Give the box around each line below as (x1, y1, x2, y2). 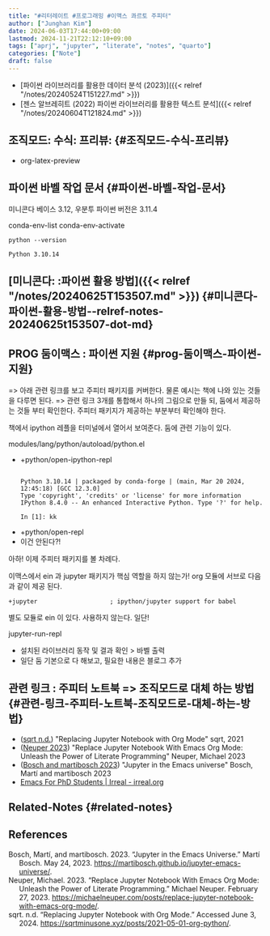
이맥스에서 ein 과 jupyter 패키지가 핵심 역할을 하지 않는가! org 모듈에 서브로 (8, 571, 247, 581)
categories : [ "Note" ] (8, 49, 82, 57)
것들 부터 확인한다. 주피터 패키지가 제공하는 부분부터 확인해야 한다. (16, 406, 226, 415)
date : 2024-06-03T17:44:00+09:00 (8, 27, 121, 35)
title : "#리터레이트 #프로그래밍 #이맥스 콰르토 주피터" (8, 11, 172, 20)
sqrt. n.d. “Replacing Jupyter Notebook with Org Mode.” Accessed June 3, (8, 909, 257, 919)
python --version (8, 236, 67, 244)
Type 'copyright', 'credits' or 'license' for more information (19, 491, 242, 500)
